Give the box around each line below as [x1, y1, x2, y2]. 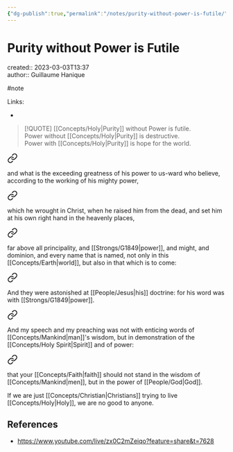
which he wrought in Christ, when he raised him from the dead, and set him [7, 206, 223, 215]
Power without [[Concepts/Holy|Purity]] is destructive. [24, 131, 180, 140]
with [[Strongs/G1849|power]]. [7, 296, 95, 304]
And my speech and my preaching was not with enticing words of [7, 326, 195, 334]
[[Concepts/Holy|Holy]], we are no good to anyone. [7, 399, 154, 407]
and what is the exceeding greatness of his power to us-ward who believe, [7, 169, 221, 177]
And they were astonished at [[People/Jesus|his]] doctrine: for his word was [7, 288, 225, 296]
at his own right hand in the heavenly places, [7, 213, 135, 222]
